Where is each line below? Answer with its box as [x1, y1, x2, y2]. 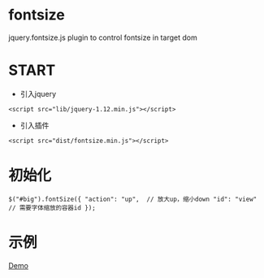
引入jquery [19, 89, 57, 98]
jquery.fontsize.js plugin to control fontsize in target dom [8, 33, 197, 42]
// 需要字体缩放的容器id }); [8, 203, 96, 212]
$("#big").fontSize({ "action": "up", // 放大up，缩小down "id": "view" [8, 195, 258, 203]
